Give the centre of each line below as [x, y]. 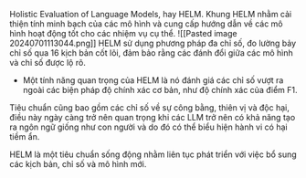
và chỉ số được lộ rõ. [48, 63]
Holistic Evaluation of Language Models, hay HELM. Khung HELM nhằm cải [151, 14]
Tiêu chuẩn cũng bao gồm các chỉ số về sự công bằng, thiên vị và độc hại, [150, 108]
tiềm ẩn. [25, 136]
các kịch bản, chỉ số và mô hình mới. [78, 164]
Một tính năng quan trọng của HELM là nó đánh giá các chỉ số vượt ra [153, 80]
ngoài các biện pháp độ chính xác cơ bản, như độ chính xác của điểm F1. [160, 90]
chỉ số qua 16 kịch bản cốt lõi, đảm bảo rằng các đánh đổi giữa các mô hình [152, 53]
